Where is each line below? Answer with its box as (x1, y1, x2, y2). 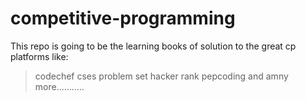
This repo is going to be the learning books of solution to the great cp (10, 40, 297, 52)
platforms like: (10, 50, 69, 62)
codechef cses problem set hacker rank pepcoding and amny (34, 70, 289, 82)
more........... (34, 80, 85, 92)
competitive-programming (10, 7, 236, 30)
